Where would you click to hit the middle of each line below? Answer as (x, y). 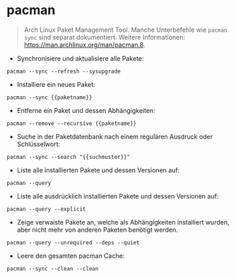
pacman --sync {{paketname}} (49, 97)
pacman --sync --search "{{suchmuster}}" (69, 157)
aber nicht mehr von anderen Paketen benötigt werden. (97, 230)
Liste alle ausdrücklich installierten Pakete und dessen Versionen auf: (118, 196)
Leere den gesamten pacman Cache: (71, 256)
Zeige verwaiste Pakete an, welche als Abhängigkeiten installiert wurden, (123, 222)
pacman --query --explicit (46, 209)
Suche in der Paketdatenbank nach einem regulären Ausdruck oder (115, 136)
